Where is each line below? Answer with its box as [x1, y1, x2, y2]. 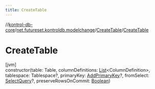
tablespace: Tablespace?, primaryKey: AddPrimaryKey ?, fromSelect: [5, 72, 149, 78]
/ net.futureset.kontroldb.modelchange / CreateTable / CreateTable [14, 26, 149, 33]
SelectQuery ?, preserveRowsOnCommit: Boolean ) [5, 77, 111, 84]
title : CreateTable [5, 7, 47, 13]
